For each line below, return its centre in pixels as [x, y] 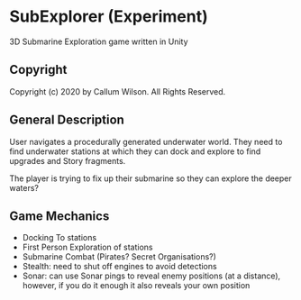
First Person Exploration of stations [87, 247]
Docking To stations [59, 238]
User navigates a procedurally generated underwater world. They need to [146, 141]
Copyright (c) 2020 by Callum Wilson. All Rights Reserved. [118, 91]
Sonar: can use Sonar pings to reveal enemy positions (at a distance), [151, 276]
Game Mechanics [59, 216]
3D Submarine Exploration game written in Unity [99, 41]
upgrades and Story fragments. [68, 160]
